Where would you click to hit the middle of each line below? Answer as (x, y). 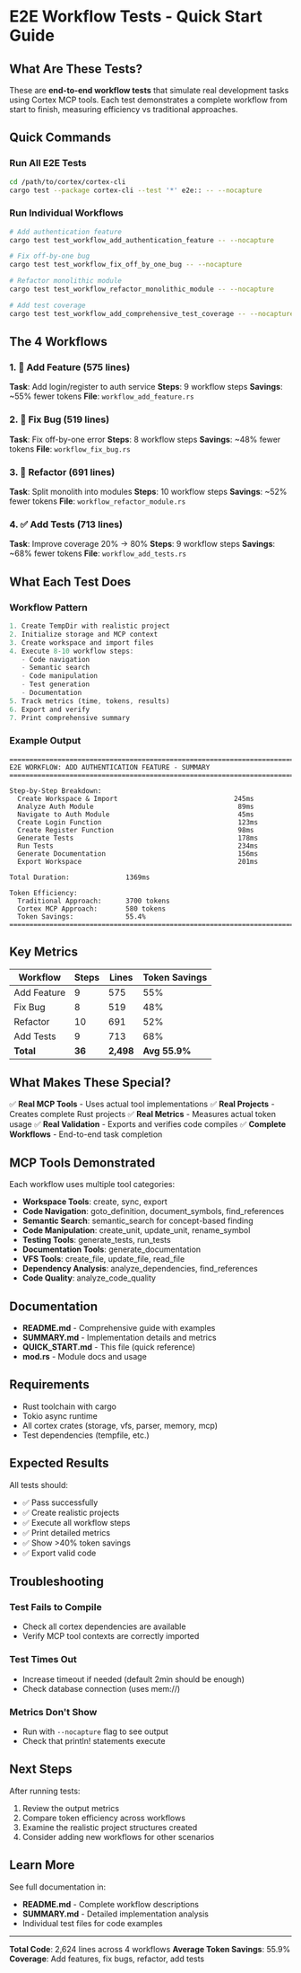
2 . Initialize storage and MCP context (84, 634)
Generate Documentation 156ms (138, 854)
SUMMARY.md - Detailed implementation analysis (115, 1914)
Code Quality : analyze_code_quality (89, 1278)
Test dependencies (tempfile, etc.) (86, 1435)
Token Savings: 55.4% (82, 916)
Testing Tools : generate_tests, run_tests (97, 1240)
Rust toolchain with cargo (69, 1406)
